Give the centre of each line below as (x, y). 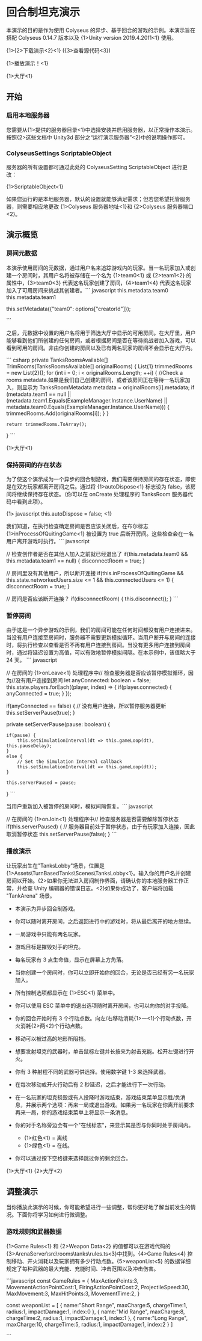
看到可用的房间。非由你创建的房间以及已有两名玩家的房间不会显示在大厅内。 (101, 348)
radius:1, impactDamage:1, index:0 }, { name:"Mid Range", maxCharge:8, (96, 1312)
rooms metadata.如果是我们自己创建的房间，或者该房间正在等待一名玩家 (96, 380)
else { (14, 757)
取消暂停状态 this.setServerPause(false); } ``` (62, 834)
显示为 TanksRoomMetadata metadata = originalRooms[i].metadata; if (108, 387)
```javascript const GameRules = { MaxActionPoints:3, (72, 1281)
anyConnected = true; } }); (39, 694)
